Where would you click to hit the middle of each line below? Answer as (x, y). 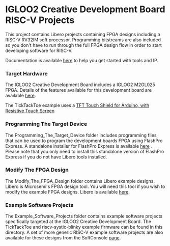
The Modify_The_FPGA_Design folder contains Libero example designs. (80, 181)
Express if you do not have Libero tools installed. (56, 157)
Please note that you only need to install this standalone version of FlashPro (85, 151)
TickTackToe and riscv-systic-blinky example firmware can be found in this (84, 227)
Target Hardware (27, 73)
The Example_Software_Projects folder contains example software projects (84, 216)
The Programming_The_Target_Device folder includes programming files (81, 135)
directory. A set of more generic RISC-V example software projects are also (84, 232)
